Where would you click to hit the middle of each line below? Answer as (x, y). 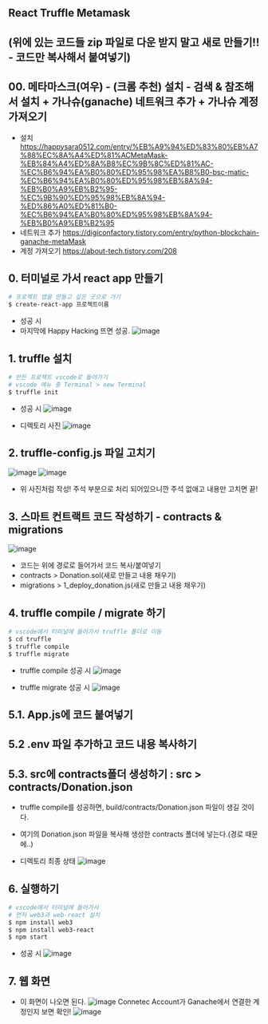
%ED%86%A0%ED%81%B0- (68, 206)
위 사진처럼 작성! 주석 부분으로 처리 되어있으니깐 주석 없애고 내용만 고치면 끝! (139, 489)
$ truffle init (33, 392)
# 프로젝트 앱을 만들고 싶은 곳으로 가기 (65, 297)
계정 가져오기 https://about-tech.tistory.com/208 (98, 251)
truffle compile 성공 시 (55, 670)
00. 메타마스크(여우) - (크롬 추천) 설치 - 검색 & (116, 87)
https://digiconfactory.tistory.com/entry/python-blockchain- (161, 232)
